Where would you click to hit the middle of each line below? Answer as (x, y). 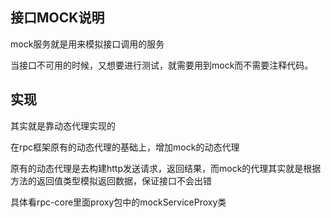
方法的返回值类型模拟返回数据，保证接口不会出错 (111, 180)
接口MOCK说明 (57, 18)
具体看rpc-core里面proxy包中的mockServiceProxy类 (118, 202)
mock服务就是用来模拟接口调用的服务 (87, 44)
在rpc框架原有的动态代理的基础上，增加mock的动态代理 (125, 147)
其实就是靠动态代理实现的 (63, 125)
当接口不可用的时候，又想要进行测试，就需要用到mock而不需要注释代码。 (162, 65)
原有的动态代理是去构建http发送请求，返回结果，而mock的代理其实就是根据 (166, 168)
